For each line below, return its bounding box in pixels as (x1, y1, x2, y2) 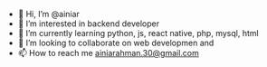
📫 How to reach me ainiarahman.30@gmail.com (17, 48, 199, 58)
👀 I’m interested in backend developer (17, 18, 160, 29)
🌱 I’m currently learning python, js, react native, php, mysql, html (17, 28, 260, 38)
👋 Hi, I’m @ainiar (17, 9, 80, 19)
